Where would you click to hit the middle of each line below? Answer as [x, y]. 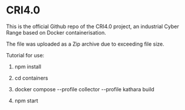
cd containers [31, 78]
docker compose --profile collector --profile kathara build [84, 89]
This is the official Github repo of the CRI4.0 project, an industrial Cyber [92, 26]
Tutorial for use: [25, 55]
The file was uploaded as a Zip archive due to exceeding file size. [85, 44]
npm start [26, 101]
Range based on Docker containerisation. [56, 32]
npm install [28, 66]
